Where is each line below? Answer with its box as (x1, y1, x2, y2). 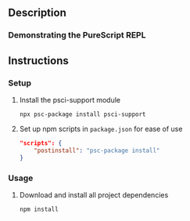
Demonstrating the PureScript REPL (8, 30, 146, 41)
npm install (19, 205, 59, 213)
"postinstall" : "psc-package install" (34, 147, 160, 154)
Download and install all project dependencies (19, 190, 169, 199)
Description (8, 6, 66, 20)
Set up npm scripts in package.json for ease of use (19, 125, 183, 133)
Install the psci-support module (19, 96, 121, 104)
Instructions (8, 54, 69, 67)
